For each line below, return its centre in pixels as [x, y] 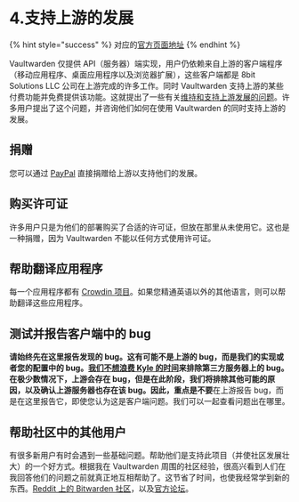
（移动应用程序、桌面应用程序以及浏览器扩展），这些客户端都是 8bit [133, 74]
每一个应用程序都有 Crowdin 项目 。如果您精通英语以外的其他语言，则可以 [144, 292]
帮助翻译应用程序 [56, 268]
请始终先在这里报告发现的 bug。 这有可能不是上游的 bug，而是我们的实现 [143, 357]
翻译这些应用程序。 [52, 303]
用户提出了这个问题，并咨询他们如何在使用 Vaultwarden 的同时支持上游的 [151, 108]
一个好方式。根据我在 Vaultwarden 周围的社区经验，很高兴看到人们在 [159, 466]
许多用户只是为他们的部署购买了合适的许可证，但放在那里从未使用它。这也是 [149, 227]
